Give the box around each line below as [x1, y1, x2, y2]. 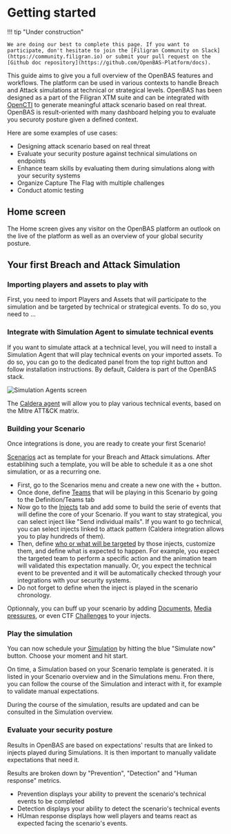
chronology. [17, 591, 52, 599]
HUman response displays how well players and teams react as [17, 811, 198, 820]
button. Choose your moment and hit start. [7, 652, 128, 660]
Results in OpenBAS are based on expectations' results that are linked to [7, 741, 213, 749]
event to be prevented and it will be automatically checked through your [17, 569, 222, 577]
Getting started [7, 5, 97, 21]
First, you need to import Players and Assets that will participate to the [7, 295, 207, 304]
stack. [7, 372, 25, 380]
